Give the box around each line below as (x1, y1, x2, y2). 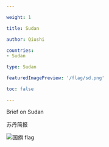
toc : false (6, 86, 34, 92)
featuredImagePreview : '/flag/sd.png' (6, 75, 105, 81)
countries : (6, 47, 34, 54)
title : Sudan (6, 25, 40, 31)
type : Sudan (6, 64, 37, 70)
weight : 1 (6, 14, 32, 20)
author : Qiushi (6, 36, 45, 43)
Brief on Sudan (6, 108, 44, 115)
